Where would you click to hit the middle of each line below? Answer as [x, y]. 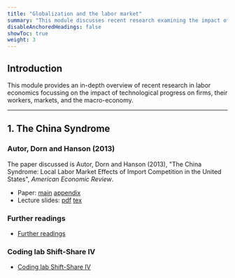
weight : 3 [22, 40]
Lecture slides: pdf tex [50, 200]
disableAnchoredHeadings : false [54, 27]
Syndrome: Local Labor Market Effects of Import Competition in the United [114, 171]
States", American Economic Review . [60, 179]
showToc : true [28, 33]
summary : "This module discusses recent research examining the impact [114, 20]
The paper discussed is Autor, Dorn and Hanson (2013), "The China [105, 164]
